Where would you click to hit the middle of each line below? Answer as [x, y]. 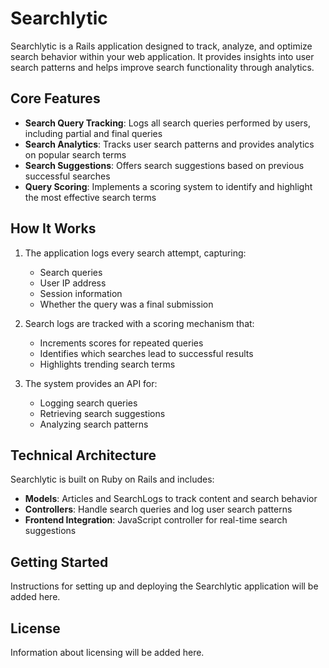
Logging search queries [88, 403]
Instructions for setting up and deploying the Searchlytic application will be [164, 586]
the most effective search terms [90, 197]
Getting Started [59, 562]
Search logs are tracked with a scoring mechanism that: [139, 323]
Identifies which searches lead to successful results [146, 353]
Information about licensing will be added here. [107, 652]
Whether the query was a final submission [126, 304]
